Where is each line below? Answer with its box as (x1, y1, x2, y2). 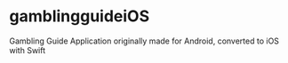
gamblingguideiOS (9, 6, 149, 27)
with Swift (9, 44, 46, 55)
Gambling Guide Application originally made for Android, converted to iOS (9, 35, 280, 46)
